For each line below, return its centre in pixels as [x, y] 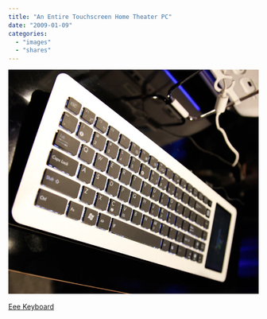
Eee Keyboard [31, 306]
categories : [28, 33]
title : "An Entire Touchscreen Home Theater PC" [90, 17]
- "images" [33, 42]
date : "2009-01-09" [41, 25]
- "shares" [33, 51]
